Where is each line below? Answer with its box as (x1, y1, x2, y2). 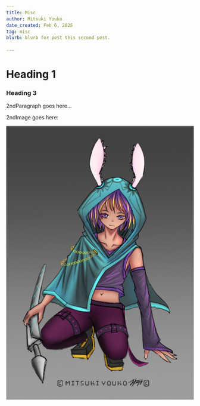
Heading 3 (6, 89, 37, 97)
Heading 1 (6, 67, 57, 81)
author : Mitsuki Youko (6, 16, 62, 22)
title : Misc (6, 10, 36, 16)
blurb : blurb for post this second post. (6, 35, 111, 41)
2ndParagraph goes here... (6, 102, 73, 110)
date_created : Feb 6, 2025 (6, 22, 73, 28)
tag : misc (6, 29, 31, 35)
